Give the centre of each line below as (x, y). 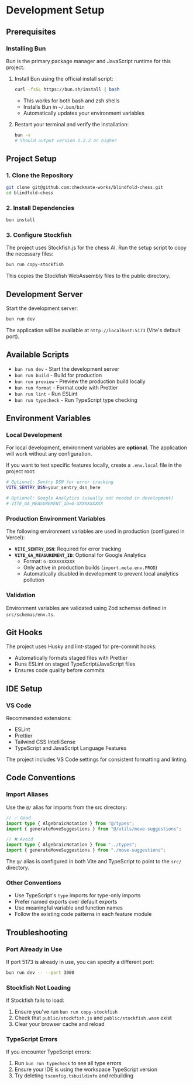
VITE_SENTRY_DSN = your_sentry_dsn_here (53, 488)
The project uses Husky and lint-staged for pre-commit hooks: (81, 646)
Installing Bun (26, 49)
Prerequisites (31, 32)
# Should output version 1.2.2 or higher (66, 140)
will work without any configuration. (49, 454)
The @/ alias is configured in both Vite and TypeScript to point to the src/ (94, 861)
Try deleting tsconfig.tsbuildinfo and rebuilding (74, 1076)
